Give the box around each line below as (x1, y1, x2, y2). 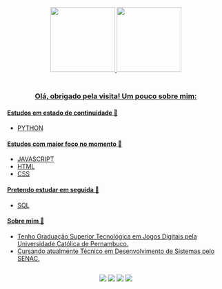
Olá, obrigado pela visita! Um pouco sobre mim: (34, 91, 197, 101)
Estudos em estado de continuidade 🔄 (7, 109, 119, 117)
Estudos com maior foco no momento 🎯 (7, 140, 122, 148)
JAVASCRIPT (17, 155, 54, 163)
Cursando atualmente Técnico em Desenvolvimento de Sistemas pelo (17, 247, 215, 255)
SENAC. (17, 254, 40, 262)
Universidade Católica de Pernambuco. (17, 239, 129, 248)
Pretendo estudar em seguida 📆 (7, 185, 99, 194)
